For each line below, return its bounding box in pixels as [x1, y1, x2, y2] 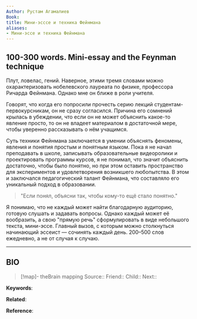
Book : [6, 14, 19, 20]
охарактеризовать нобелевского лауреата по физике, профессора [6, 83, 174, 90]
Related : [6, 296, 27, 303]
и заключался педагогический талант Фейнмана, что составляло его [6, 174, 180, 182]
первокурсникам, [6, 107, 51, 114]
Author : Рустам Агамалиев [6, 8, 69, 15]
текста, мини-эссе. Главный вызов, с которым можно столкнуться [6, 222, 174, 229]
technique [6, 61, 45, 71]
